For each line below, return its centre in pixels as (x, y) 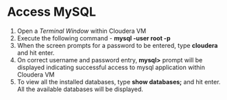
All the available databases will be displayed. (80, 89)
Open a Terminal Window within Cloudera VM (81, 31)
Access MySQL (52, 12)
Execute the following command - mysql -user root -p (94, 38)
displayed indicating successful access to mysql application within (111, 67)
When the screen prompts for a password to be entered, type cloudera (117, 45)
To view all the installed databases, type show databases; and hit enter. (119, 82)
